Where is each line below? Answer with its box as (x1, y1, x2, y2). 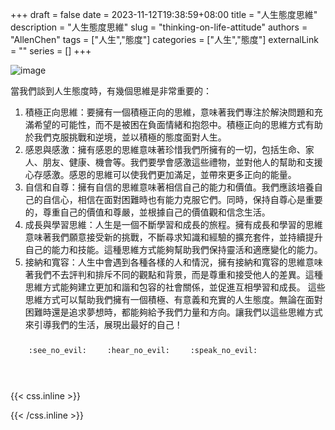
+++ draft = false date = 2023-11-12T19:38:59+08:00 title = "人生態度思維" (10, 9, 318, 20)
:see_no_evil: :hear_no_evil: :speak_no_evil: (28, 346, 258, 356)
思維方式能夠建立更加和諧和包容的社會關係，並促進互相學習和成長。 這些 (24, 281, 326, 293)
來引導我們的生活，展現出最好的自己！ (24, 319, 183, 330)
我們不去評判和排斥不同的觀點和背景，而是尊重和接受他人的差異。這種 (33, 269, 323, 280)
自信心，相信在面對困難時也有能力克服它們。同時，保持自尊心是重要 (42, 194, 323, 205)
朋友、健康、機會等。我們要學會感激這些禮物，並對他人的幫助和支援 (42, 156, 323, 168)
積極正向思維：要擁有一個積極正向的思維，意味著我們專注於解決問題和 (24, 106, 315, 118)
